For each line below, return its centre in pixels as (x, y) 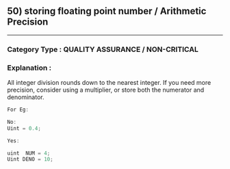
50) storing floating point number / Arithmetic (107, 11)
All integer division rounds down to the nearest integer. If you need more (109, 83)
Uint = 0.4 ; (24, 128)
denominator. (26, 97)
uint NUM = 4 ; (29, 153)
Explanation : (29, 68)
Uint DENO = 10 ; (30, 159)
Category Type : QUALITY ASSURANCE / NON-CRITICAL (103, 49)
